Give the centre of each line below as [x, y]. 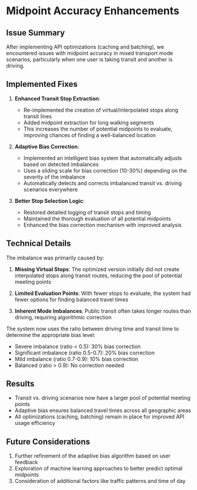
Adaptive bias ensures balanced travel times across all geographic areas [103, 411]
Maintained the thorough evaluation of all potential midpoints [97, 218]
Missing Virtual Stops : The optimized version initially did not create [97, 269]
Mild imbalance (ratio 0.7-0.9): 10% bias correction [76, 359]
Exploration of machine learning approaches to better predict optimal [98, 469]
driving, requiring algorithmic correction [63, 317]
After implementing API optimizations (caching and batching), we [85, 47]
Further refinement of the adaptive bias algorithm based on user [93, 456]
